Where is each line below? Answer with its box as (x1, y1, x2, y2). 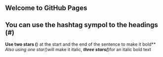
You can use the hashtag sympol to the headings (5, 21, 158, 29)
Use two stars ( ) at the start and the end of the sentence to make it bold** (5, 41, 156, 47)
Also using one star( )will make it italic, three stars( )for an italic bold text (5, 47, 152, 53)
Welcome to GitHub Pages (5, 4, 87, 12)
